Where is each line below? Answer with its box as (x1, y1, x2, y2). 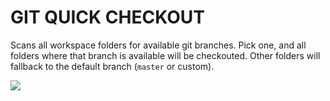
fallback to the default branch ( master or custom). (10, 60, 215, 72)
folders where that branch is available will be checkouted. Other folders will (10, 49, 321, 61)
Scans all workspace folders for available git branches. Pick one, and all (10, 39, 307, 51)
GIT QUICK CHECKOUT (10, 6, 205, 29)
